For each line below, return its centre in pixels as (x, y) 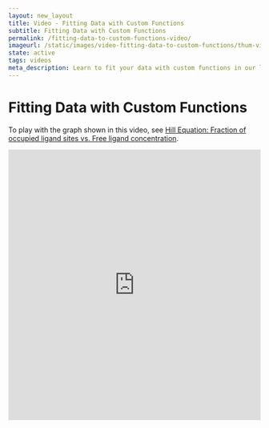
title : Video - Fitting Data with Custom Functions (96, 23)
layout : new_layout (41, 16)
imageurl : (25, 46)
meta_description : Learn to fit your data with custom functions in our (132, 68)
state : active (32, 53)
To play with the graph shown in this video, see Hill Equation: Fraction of (127, 130)
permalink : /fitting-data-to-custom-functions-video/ (100, 38)
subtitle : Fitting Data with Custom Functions (87, 30)
